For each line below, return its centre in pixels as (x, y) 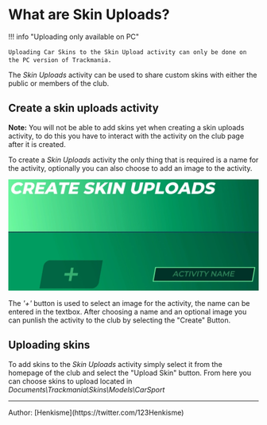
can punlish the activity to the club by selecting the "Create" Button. (120, 320)
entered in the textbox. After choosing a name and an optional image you (128, 311)
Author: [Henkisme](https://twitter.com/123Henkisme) (96, 412)
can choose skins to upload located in (70, 381)
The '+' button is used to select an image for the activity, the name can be (129, 303)
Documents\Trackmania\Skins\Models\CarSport (87, 389)
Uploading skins (49, 345)
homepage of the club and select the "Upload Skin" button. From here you (130, 373)
